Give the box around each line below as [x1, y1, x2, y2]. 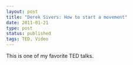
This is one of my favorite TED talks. [6, 53, 94, 59]
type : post [6, 25, 33, 31]
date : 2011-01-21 [6, 19, 49, 25]
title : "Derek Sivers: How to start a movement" [6, 14, 128, 20]
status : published [6, 31, 51, 37]
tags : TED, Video [6, 36, 49, 42]
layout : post [6, 8, 38, 15]
